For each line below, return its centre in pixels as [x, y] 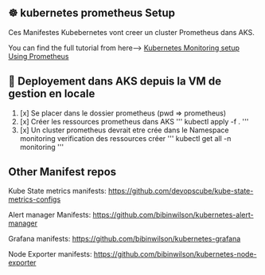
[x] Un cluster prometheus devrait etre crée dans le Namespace [124, 130]
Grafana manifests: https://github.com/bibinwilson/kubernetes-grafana [125, 239]
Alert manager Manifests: [50, 215]
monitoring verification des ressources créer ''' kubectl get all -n [125, 138]
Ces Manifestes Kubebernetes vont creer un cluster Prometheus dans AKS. [131, 32]
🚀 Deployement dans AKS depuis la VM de [115, 82]
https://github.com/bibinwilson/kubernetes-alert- [173, 215]
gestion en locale [52, 94]
